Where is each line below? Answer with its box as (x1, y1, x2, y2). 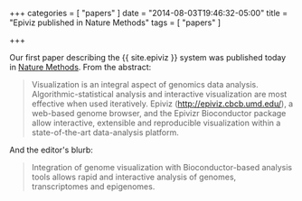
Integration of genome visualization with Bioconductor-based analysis (31, 162, 292, 172)
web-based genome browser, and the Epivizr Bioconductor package (31, 108, 287, 118)
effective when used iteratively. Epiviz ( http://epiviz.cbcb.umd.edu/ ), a (31, 98, 294, 109)
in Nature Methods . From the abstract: (9, 62, 152, 72)
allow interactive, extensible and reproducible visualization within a (31, 117, 281, 128)
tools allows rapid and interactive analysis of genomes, (31, 171, 237, 182)
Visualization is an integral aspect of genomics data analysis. (31, 79, 260, 89)
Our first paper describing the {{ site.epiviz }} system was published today (9, 52, 287, 62)
